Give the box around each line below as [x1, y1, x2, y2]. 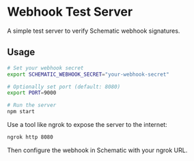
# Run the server [7, 102, 57, 109]
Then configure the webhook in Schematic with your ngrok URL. [7, 146, 188, 154]
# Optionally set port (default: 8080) [7, 83, 121, 90]
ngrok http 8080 [7, 134, 53, 141]
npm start [7, 108, 36, 115]
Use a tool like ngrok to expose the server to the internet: [7, 121, 167, 128]
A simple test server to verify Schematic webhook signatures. [7, 27, 180, 35]
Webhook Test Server [7, 4, 133, 20]
